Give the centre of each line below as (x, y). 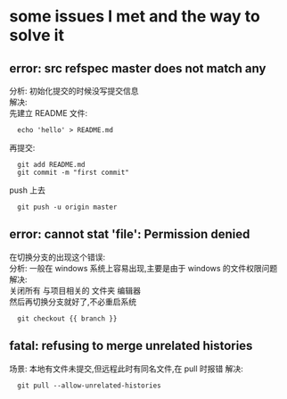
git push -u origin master (67, 207)
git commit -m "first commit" (73, 172)
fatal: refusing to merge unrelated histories (131, 346)
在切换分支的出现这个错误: (57, 257)
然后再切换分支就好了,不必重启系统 (73, 302)
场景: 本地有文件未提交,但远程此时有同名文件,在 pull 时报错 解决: (126, 369)
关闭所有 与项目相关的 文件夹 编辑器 (75, 290)
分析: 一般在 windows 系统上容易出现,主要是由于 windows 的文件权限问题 (143, 268)
